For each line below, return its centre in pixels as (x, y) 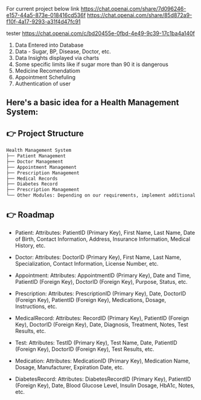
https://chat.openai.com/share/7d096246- (133, 9)
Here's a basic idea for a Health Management (93, 103)
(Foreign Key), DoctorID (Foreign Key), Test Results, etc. (85, 349)
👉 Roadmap (30, 215)
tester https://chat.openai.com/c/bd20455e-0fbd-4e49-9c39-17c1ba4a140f (101, 33)
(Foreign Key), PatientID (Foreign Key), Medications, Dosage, (91, 300)
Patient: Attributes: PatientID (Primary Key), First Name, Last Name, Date (105, 232)
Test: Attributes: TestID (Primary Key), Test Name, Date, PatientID (96, 343)
